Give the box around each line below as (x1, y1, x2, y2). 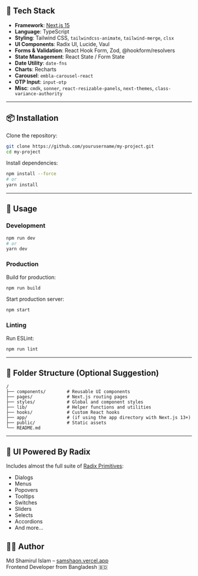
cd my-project (6, 149, 41, 155)
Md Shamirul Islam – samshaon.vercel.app (6, 557, 109, 564)
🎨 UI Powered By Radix (6, 446, 91, 456)
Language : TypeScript (14, 28, 70, 35)
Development (6, 221, 46, 230)
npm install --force (6, 171, 57, 177)
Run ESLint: (6, 334, 34, 342)
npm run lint (6, 346, 38, 352)
